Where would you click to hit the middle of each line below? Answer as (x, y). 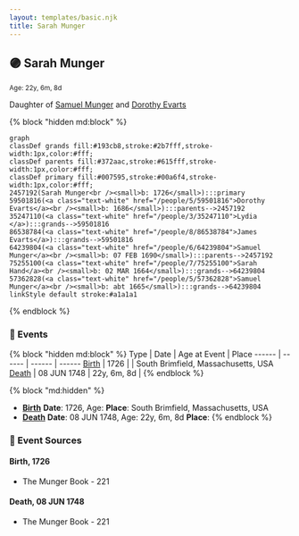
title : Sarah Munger (48, 26)
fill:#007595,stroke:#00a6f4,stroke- (147, 178)
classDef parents (42, 162)
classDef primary (42, 178)
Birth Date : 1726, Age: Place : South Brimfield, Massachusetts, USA (145, 407)
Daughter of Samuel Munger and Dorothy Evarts (98, 105)
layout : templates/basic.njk (63, 17)
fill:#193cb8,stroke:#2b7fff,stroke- (143, 147)
